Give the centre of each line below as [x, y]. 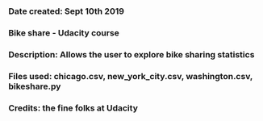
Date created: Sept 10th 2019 [67, 11]
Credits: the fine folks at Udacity [73, 108]
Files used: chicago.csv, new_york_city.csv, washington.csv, [131, 76]
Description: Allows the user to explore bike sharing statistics [131, 54]
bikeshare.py [35, 86]
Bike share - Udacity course [64, 32]
